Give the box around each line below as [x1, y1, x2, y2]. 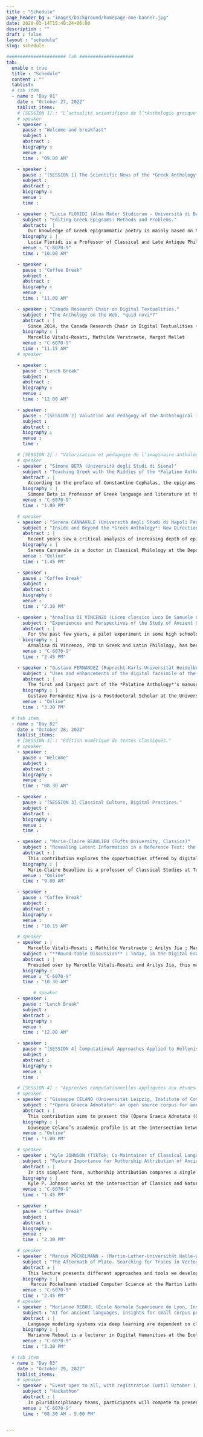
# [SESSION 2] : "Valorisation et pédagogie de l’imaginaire [17, 452, 174, 458]
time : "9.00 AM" [22, 878, 66, 884]
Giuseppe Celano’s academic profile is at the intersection [28, 1125, 182, 1131]
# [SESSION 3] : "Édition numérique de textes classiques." [17, 738, 172, 744]
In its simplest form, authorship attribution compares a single [28, 1169, 196, 1176]
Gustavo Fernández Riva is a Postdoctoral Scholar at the [28, 693, 177, 699]
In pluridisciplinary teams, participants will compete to [28, 1399, 180, 1405]
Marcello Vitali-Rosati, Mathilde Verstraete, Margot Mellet [28, 334, 185, 340]
